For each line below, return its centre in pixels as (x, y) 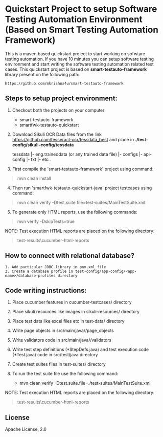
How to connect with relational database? (70, 256)
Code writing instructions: (46, 290)
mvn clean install (34, 178)
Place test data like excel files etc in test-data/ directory (68, 321)
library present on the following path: (42, 74)
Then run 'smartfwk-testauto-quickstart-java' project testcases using (82, 188)
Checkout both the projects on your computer (58, 110)
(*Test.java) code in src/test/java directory (55, 355)
